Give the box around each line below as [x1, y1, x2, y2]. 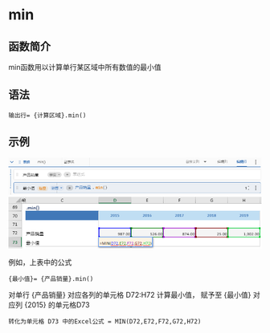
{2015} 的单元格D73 [23, 299, 90, 310]
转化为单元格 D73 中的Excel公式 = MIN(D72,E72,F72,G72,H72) [8, 317, 202, 326]
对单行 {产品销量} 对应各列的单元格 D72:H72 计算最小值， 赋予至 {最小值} [8, 290, 252, 299]
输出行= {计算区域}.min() [8, 111, 87, 120]
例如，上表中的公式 [8, 257, 72, 266]
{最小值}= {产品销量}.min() [8, 274, 94, 282]
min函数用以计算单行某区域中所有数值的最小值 [8, 63, 162, 71]
